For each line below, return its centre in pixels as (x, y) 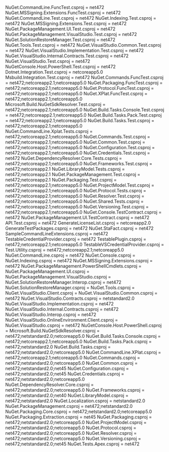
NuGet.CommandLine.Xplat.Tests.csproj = (49, 131)
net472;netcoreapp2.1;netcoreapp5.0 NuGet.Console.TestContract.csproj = (83, 212)
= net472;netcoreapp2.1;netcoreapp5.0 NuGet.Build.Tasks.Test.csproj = (80, 120)
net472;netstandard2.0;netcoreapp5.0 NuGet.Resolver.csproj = (71, 433)
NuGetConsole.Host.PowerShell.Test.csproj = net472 (60, 66)
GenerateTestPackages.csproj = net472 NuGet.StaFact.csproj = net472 (79, 228)
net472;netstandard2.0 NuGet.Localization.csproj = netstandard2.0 (75, 401)
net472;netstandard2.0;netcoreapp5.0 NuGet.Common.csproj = (72, 363)
